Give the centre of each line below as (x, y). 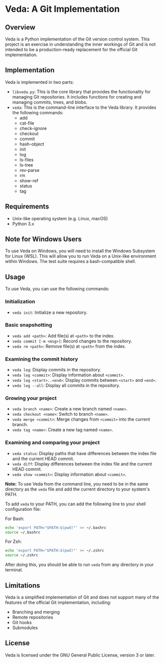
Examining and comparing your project (52, 443)
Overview (20, 27)
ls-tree (26, 165)
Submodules (25, 628)
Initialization (20, 301)
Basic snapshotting (29, 325)
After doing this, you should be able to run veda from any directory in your (80, 564)
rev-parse (29, 170)
